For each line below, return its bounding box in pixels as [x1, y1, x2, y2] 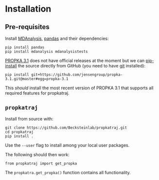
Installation [5, 3, 52, 15]
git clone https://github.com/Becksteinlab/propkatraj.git [5, 125, 127, 130]
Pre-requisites [5, 23, 50, 31]
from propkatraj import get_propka [5, 161, 77, 166]
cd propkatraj [5, 130, 34, 134]
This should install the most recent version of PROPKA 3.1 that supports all [5, 85, 154, 91]
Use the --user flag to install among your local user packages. [5, 142, 130, 148]
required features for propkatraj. [5, 90, 70, 96]
